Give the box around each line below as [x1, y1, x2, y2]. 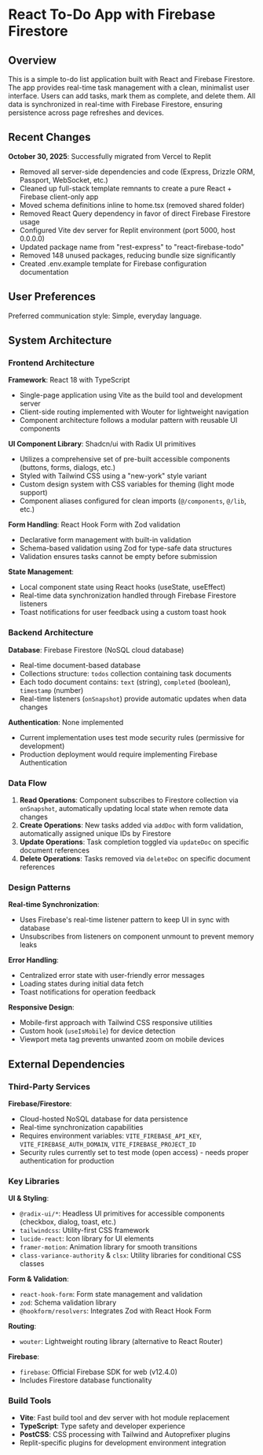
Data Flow [8, 777, 47, 788]
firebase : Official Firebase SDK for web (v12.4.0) [19, 1368, 178, 1377]
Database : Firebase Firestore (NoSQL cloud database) [8, 645, 184, 654]
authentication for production [19, 1156, 115, 1165]
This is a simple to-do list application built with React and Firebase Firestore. [8, 75, 255, 83]
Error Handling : [8, 955, 59, 965]
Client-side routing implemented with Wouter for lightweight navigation [19, 407, 249, 417]
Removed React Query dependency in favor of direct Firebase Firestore [19, 209, 251, 218]
